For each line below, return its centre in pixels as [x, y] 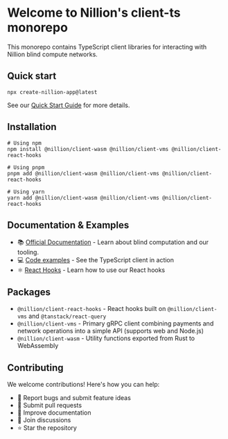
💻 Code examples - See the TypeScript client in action [96, 260]
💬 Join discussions [44, 420]
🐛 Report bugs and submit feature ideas [74, 398]
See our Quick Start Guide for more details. [69, 105]
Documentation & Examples [68, 225]
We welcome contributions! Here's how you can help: [84, 384]
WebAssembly [38, 346]
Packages [29, 292]
